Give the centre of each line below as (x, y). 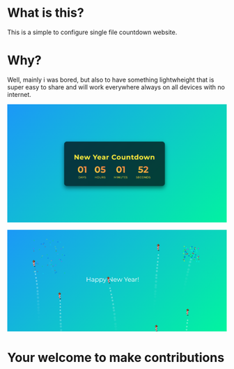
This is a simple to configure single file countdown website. (92, 32)
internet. (19, 94)
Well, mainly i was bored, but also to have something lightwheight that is (111, 80)
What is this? (46, 13)
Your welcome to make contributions (116, 357)
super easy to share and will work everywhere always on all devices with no (116, 87)
